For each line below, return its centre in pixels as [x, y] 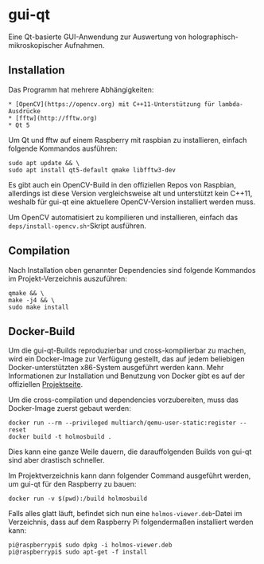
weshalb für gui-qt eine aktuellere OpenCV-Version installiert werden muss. [132, 202]
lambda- [231, 104]
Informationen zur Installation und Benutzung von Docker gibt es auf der [126, 376]
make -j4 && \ [32, 300]
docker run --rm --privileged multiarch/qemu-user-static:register [122, 423]
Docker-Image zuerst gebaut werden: [70, 408]
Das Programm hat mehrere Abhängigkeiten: [81, 89]
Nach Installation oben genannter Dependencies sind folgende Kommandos [132, 270]
